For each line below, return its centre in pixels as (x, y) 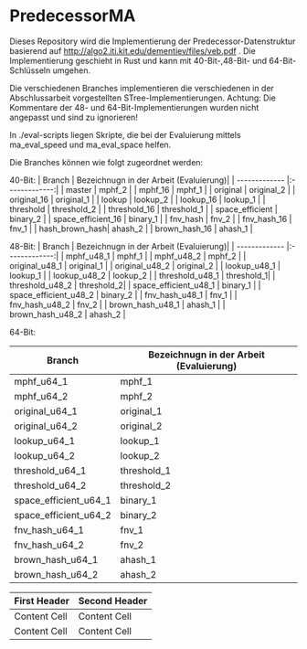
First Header (42, 601)
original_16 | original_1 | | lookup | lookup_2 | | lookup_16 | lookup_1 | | (138, 199)
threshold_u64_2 (50, 485)
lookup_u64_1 (45, 441)
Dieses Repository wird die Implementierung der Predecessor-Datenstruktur (153, 41)
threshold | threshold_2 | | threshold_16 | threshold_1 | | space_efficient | (144, 209)
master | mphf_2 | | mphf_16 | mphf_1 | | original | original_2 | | (180, 189)
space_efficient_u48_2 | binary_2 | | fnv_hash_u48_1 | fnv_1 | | (123, 294)
